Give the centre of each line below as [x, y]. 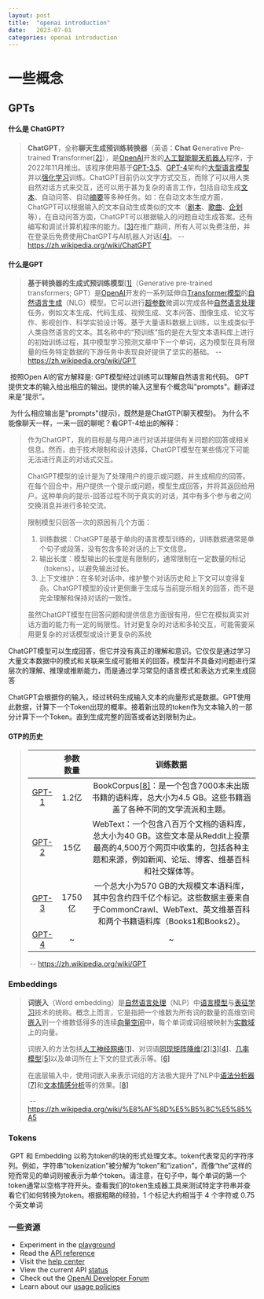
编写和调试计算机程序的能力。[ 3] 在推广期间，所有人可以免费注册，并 [139, 227]
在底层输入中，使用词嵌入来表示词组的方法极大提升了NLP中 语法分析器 [141, 1075]
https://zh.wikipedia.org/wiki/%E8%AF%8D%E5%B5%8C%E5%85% [140, 1109]
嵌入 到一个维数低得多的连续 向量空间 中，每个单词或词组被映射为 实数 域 [141, 1022]
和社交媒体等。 [172, 872]
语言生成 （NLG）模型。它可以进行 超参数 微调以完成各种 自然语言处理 [145, 303]
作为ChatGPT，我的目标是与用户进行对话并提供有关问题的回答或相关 [138, 440]
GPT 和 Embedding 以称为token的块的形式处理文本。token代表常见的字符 [128, 1156]
